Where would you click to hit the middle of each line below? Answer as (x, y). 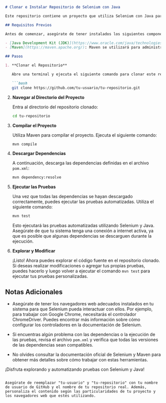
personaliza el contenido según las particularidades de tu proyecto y (80, 391)
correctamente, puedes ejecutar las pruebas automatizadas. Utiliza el (83, 202)
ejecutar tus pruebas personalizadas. (50, 276)
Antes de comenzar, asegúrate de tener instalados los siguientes (75, 34)
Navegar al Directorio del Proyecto (48, 97)
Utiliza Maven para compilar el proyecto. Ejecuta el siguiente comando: (84, 135)
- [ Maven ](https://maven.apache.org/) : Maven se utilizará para (73, 48)
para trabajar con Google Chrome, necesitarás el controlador (74, 314)
